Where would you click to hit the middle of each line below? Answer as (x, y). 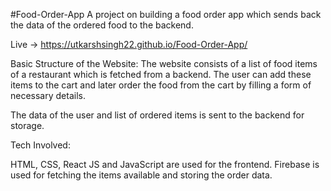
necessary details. (48, 95)
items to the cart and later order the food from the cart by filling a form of (161, 85)
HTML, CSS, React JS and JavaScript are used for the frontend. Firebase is (165, 164)
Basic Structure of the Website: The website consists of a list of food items (164, 63)
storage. (27, 125)
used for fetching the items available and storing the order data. (141, 175)
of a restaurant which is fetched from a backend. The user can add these (161, 74)
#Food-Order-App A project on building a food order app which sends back (166, 14)
